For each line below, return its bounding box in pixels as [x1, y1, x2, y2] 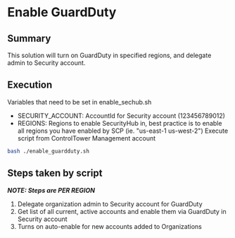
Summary [7, 32, 51, 44]
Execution [7, 79, 53, 91]
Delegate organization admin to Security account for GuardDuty [17, 199, 203, 208]
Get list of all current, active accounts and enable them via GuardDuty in [17, 207, 227, 215]
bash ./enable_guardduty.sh [7, 148, 90, 155]
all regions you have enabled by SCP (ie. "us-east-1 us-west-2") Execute [17, 126, 229, 135]
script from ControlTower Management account [17, 133, 156, 142]
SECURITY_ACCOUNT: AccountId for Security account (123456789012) [17, 111, 225, 120]
